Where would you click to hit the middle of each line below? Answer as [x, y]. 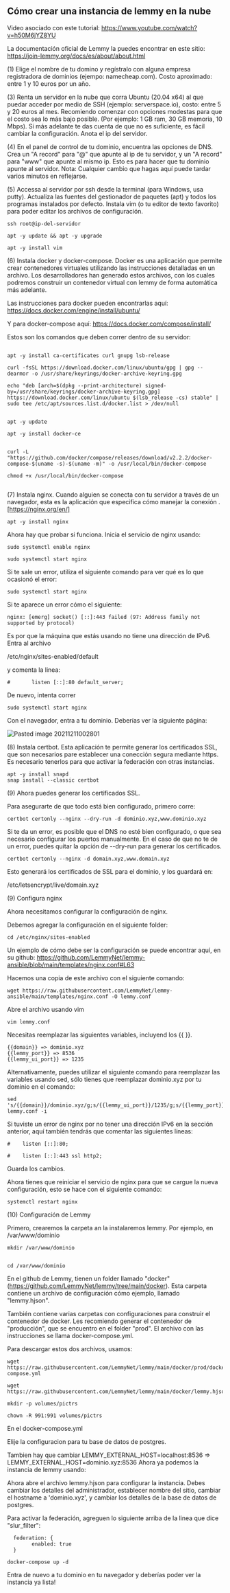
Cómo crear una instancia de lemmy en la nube [109, 11]
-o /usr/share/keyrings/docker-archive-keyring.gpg [107, 374]
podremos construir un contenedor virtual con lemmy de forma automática [112, 282]
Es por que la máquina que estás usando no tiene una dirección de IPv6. [109, 635]
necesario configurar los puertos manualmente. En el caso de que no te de [112, 839]
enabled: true [52, 1544]
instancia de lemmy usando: [47, 1469]
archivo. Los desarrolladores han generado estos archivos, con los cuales [111, 275]
